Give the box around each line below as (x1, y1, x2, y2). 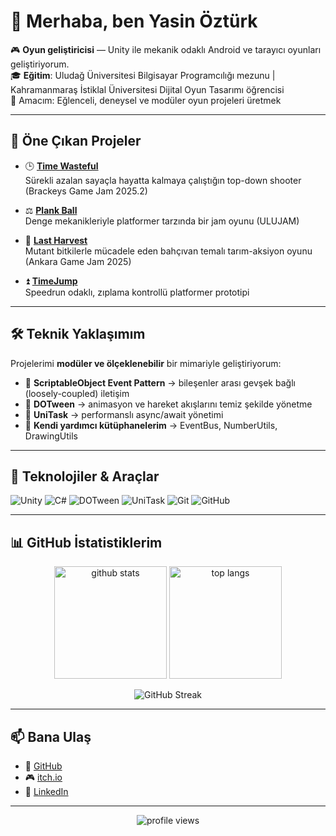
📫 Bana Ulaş (10, 728, 92, 745)
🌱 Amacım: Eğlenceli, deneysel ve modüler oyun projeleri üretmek (10, 94, 282, 106)
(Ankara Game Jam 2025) (24, 255, 132, 267)
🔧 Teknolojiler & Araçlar (10, 468, 160, 485)
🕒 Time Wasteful (24, 160, 99, 172)
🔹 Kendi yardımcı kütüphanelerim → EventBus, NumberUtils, (24, 419, 278, 431)
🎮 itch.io (24, 771, 63, 783)
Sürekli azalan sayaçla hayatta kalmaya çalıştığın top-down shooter (24, 174, 302, 186)
